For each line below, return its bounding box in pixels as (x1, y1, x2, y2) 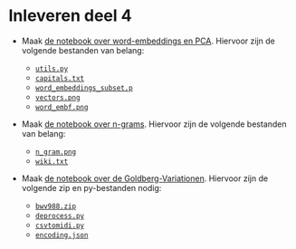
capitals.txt (34, 73, 85, 82)
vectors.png (34, 92, 81, 102)
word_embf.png (34, 102, 89, 111)
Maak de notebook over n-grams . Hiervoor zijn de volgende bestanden (21, 119, 287, 129)
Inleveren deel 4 (8, 5, 132, 26)
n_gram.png (34, 147, 77, 157)
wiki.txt (34, 157, 69, 166)
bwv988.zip (34, 201, 77, 211)
